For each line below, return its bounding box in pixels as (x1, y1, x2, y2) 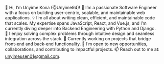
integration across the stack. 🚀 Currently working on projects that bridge (5, 36, 151, 41)
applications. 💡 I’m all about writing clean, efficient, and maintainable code (5, 15, 155, 20)
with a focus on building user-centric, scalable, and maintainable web (5, 10, 145, 16)
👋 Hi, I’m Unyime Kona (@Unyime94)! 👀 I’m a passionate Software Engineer (5, 5, 157, 10)
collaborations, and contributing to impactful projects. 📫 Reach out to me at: (5, 47, 160, 52)
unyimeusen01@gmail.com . (5, 53, 61, 59)
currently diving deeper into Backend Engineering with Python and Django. (5, 26, 156, 31)
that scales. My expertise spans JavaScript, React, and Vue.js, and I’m (5, 20, 147, 26)
